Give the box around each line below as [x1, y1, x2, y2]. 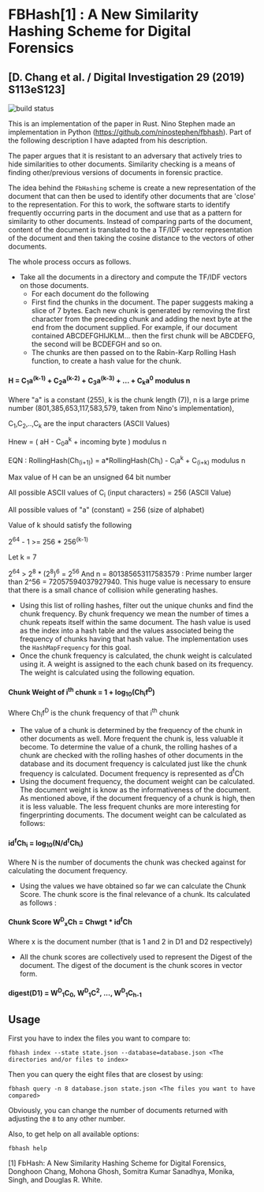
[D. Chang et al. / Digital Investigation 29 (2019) [8, 70, 245, 84]
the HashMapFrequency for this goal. [19, 643, 132, 652]
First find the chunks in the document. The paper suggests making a [31, 297, 254, 307]
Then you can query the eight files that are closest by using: [8, 1070, 203, 1079]
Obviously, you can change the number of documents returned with [8, 1106, 229, 1115]
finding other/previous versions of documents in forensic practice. [8, 168, 223, 177]
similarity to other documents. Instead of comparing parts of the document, [8, 217, 254, 226]
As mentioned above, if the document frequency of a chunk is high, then [19, 794, 255, 803]
